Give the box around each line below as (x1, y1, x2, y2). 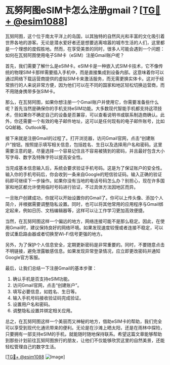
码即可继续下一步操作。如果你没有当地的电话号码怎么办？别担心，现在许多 (5, 177, 160, 184)
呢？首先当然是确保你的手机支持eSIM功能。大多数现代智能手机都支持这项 (5, 105, 158, 112)
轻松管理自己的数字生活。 (5, 343, 59, 350)
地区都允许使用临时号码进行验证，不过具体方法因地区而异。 (14, 184, 138, 190)
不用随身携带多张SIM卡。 (5, 88, 58, 94)
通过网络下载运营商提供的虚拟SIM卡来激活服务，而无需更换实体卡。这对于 (5, 76, 160, 82)
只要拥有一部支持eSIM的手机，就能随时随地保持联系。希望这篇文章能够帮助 (5, 331, 162, 337)
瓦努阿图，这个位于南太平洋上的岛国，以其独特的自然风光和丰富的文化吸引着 (5, 33, 165, 39)
